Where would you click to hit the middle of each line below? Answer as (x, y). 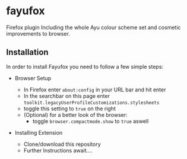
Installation (27, 53)
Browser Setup (33, 78)
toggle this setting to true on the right (69, 109)
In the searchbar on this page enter (66, 96)
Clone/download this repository (62, 144)
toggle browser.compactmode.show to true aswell (91, 121)
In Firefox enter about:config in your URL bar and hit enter (95, 90)
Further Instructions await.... (58, 150)
